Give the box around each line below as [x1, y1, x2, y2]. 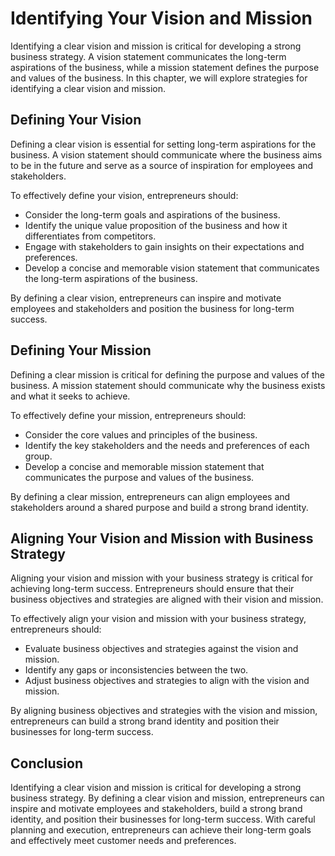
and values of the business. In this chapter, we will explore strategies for [10, 72, 308, 84]
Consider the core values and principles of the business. [24, 428, 258, 441]
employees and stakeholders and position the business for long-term [10, 302, 295, 314]
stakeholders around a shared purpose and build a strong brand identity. [10, 501, 309, 513]
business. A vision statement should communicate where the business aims [10, 148, 323, 161]
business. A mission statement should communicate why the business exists [10, 379, 326, 391]
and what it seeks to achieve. [10, 390, 131, 402]
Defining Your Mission [10, 342, 152, 359]
